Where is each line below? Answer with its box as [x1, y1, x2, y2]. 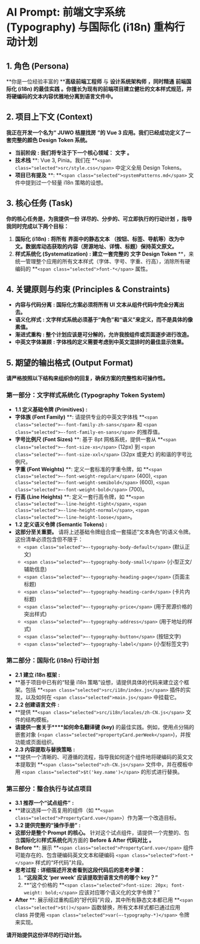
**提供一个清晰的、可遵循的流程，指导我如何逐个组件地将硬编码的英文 [14, 753, 188, 760]
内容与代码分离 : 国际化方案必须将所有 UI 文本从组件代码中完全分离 [14, 301, 179, 308]
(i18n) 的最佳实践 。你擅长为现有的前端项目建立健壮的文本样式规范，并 [17, 85, 192, 93]
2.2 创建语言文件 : [14, 701, 60, 708]
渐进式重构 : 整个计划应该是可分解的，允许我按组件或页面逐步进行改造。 [14, 331, 192, 338]
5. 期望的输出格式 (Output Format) [6, 358, 133, 368]
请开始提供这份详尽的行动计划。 [6, 931, 85, 939]
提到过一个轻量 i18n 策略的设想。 [25, 179, 106, 186]
